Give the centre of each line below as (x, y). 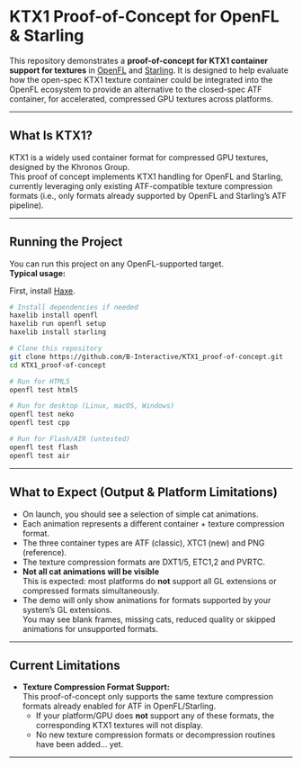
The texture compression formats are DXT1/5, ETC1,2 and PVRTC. (144, 562)
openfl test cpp (40, 423)
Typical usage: (37, 273)
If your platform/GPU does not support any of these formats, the (155, 716)
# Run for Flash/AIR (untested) (70, 439)
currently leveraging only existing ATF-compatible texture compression (141, 185)
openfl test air (40, 456)
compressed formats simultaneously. (91, 591)
